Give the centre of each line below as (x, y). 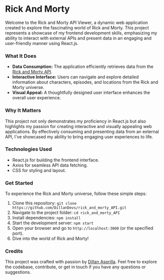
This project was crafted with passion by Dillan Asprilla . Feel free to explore (81, 262)
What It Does (21, 56)
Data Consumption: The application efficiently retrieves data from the (83, 66)
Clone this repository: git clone (44, 203)
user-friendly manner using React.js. (42, 43)
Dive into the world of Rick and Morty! (50, 238)
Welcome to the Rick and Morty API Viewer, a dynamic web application (77, 22)
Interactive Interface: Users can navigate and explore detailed (75, 77)
